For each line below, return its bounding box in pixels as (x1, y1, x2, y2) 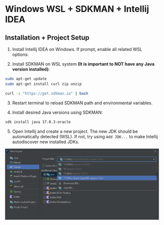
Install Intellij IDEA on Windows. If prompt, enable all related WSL (12, 47, 143, 52)
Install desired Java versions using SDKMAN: (12, 109, 103, 115)
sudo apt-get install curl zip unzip (5, 81, 82, 86)
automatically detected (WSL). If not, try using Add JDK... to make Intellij (12, 133, 158, 139)
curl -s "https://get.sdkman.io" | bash (5, 91, 89, 96)
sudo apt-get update (5, 76, 47, 81)
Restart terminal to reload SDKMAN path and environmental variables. (12, 100, 153, 106)
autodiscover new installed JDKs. (12, 139, 80, 145)
